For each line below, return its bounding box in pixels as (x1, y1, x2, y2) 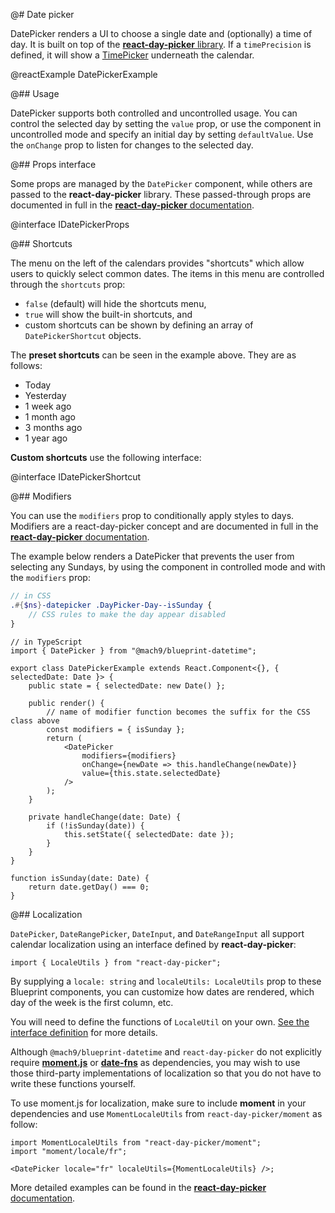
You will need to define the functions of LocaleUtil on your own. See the (10, 1015, 310, 1028)
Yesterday (24, 390, 67, 401)
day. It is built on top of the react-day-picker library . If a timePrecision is (10, 39, 312, 50)
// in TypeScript (10, 637, 83, 647)
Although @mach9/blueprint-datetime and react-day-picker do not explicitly (10, 1045, 322, 1058)
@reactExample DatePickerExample (10, 69, 158, 80)
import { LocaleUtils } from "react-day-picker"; (10, 957, 222, 968)
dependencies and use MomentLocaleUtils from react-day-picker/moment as (10, 1107, 323, 1119)
